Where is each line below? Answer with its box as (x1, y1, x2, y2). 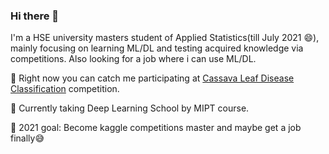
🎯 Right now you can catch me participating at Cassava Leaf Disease (10, 72, 295, 84)
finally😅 (10, 132, 45, 144)
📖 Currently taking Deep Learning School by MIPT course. (10, 102, 250, 114)
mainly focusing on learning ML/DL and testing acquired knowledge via (10, 42, 304, 54)
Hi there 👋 (10, 9, 60, 23)
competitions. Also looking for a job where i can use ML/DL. (10, 53, 257, 65)
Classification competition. (10, 83, 120, 95)
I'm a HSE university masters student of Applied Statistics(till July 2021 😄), (10, 32, 320, 44)
